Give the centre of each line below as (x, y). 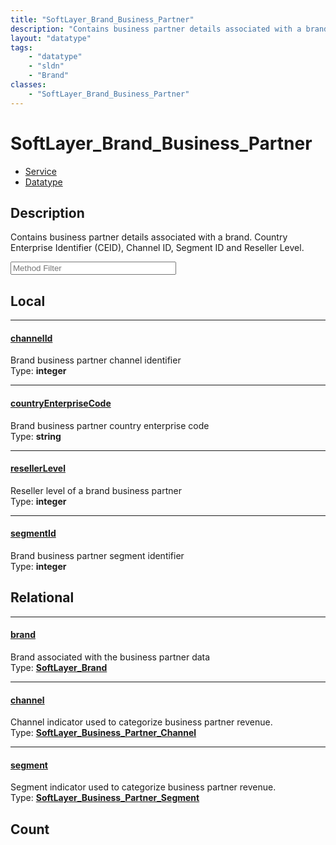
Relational (42, 597)
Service (40, 171)
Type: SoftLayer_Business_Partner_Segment (105, 798)
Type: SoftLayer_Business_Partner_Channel (103, 733)
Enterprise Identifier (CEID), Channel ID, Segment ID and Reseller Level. (157, 248)
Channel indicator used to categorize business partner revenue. (141, 722)
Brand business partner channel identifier (96, 360)
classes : (28, 85)
